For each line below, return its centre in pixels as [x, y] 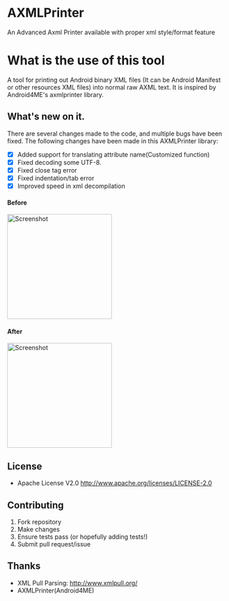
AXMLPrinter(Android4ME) [56, 590]
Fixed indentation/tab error [56, 178]
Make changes [39, 530]
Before [17, 202]
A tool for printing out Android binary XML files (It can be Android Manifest [114, 80]
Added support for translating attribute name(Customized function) [113, 154]
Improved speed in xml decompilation [71, 186]
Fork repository [39, 522]
